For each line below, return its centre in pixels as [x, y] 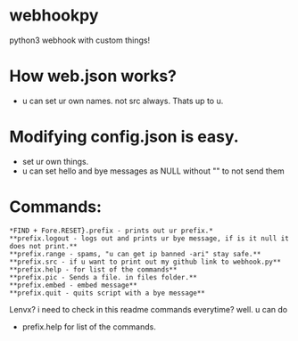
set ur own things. [55, 161]
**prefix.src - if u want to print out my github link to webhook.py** [145, 262]
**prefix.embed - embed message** [74, 285]
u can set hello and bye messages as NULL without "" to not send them [153, 171]
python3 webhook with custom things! [79, 40]
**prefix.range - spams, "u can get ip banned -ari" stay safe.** [135, 254]
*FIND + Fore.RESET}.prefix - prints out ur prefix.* [112, 231]
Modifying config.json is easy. [124, 137]
